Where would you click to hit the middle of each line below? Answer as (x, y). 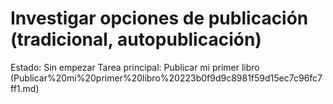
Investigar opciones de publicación (159, 18)
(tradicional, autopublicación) (136, 39)
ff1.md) (25, 88)
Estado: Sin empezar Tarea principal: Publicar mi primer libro (135, 67)
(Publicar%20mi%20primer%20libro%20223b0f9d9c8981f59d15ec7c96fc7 (166, 78)
